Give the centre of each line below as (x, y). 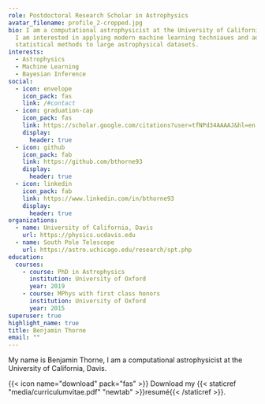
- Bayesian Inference (51, 74)
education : (26, 257)
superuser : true (35, 316)
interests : (26, 52)
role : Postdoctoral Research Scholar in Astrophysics (99, 15)
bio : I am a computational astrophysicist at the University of (116, 30)
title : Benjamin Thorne (47, 330)
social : (21, 81)
